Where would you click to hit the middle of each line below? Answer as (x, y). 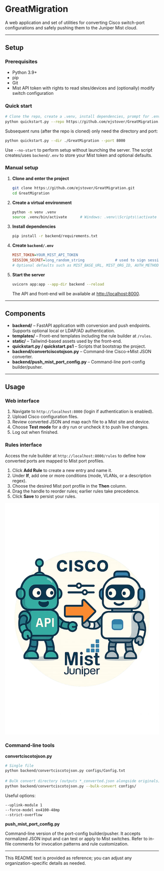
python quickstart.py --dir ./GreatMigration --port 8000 (65, 140)
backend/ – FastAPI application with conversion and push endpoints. (81, 325)
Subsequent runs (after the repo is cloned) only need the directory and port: (82, 131)
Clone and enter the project (41, 178)
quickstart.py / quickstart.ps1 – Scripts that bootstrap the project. (79, 346)
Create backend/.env (33, 246)
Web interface (22, 401)
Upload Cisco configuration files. (45, 417)
